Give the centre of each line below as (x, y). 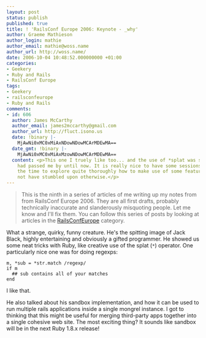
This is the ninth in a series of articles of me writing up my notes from (109, 194)
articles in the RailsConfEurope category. (73, 220)
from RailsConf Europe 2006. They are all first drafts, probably (100, 201)
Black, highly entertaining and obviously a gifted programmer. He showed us (103, 239)
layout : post (23, 12)
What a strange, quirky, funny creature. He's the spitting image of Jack (96, 232)
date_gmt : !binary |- (40, 148)
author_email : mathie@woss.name (48, 47)
